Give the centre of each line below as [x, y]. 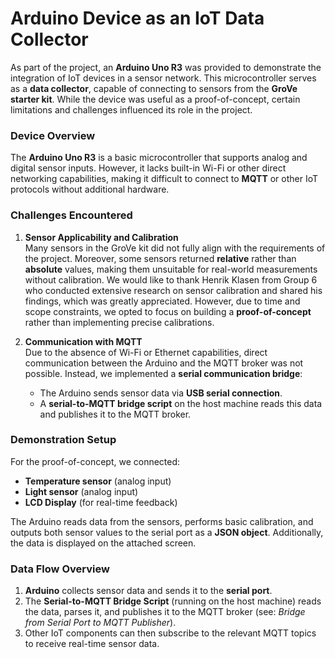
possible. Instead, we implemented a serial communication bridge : [163, 373]
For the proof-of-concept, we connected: [95, 461]
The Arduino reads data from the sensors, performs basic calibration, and [162, 521]
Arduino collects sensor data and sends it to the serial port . [148, 591]
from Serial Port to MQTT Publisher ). [100, 623]
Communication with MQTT [83, 341]
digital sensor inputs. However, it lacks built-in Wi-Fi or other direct [148, 168]
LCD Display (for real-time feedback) [101, 502]
